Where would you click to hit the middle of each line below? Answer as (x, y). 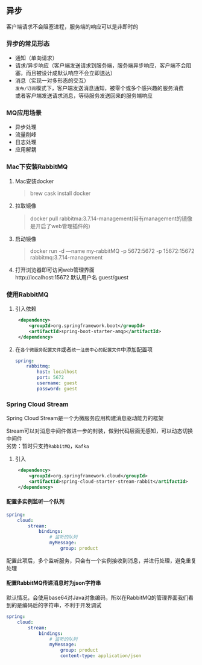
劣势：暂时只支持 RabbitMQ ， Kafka (48, 446)
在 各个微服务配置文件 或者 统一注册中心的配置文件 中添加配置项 (84, 349)
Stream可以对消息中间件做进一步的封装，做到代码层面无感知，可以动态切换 (100, 431)
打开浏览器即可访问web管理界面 (55, 270)
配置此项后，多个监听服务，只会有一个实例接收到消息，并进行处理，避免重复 (101, 561)
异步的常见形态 (28, 43)
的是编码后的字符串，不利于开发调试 (56, 605)
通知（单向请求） (36, 58)
